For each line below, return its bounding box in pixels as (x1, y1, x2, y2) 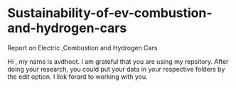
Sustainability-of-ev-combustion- (7, 5, 213, 21)
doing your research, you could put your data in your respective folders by (7, 65, 225, 73)
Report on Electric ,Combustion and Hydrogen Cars (7, 43, 158, 52)
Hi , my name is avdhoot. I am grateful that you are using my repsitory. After (7, 57, 229, 65)
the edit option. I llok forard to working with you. (7, 72, 148, 81)
